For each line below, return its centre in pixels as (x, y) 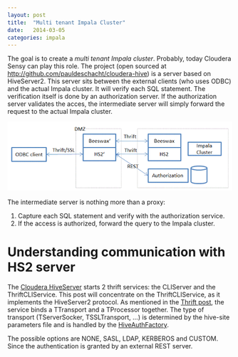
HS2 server (42, 267)
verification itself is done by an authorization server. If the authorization (112, 97)
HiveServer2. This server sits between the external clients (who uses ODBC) (119, 81)
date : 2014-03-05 (36, 30)
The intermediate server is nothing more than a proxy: (87, 202)
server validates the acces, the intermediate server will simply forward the (116, 104)
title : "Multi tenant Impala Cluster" (67, 22)
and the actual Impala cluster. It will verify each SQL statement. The (107, 89)
